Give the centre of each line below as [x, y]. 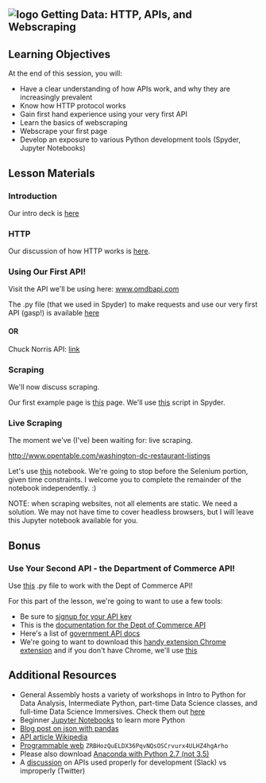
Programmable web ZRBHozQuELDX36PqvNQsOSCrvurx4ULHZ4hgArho [124, 745]
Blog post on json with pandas [69, 728]
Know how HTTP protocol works [73, 106]
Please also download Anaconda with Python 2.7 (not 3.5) [114, 754]
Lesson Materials [52, 173]
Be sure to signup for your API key [76, 616]
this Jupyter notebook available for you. [73, 521]
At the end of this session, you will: [66, 73]
